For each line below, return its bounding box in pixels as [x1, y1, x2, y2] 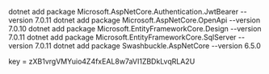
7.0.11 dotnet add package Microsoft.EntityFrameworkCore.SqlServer [8, 32, 237, 42]
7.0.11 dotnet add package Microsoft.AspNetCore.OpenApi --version [35, 15, 261, 25]
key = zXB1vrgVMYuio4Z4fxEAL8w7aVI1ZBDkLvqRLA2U [8, 56, 195, 66]
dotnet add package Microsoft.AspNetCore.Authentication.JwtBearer [8, 7, 239, 16]
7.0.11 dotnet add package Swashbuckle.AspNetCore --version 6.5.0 [35, 41, 261, 51]
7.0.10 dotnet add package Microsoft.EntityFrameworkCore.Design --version [8, 24, 262, 33]
